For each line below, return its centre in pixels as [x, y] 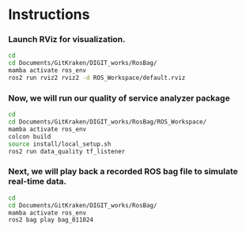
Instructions [49, 15]
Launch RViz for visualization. [67, 40]
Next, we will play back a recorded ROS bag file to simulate [123, 172]
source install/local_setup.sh [60, 144]
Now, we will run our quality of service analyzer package [119, 98]
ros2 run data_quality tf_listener [67, 151]
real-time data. [38, 181]
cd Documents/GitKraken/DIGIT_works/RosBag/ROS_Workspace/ [108, 122]
